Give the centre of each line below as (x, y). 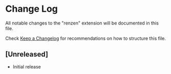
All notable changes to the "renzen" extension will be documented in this (82, 23)
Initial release (27, 66)
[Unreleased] (27, 54)
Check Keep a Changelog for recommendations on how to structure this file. (86, 38)
